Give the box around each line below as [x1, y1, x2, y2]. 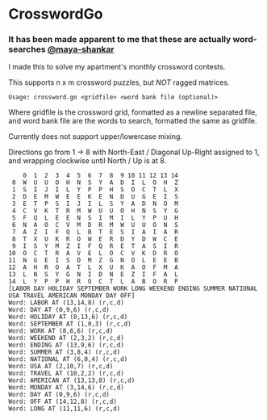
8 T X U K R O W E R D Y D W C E [11, 235, 179, 243]
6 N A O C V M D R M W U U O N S [11, 221, 179, 229]
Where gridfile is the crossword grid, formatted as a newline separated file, [8, 107, 258, 117]
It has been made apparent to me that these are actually [8, 34, 232, 45]
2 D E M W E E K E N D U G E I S [11, 193, 179, 201]
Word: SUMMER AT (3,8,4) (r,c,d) [8, 348, 121, 356]
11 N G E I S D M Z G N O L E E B [8, 256, 179, 265]
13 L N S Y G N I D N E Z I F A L [8, 271, 179, 279]
